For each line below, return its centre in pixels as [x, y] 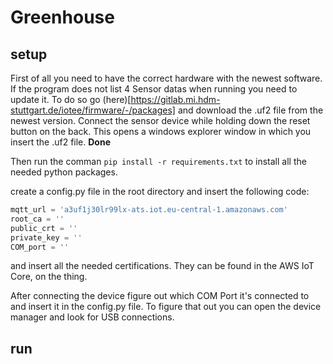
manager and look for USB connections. [92, 317]
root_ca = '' [37, 219]
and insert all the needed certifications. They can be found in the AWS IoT [162, 266]
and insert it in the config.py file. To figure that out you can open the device [166, 307]
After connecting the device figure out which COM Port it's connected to [160, 296]
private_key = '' [46, 237]
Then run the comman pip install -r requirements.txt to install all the [158, 161]
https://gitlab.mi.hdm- [175, 99]
